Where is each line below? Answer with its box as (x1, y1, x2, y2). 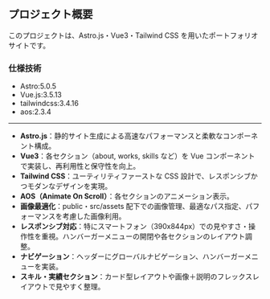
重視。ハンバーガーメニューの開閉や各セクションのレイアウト (41, 231, 246, 241)
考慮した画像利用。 (62, 211, 126, 221)
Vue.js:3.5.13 (19, 90, 63, 100)
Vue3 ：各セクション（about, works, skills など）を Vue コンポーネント (19, 151, 256, 161)
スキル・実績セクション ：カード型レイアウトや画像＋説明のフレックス (19, 272, 253, 281)
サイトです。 (8, 40, 51, 50)
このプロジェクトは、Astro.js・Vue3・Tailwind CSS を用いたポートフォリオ (8, 31, 259, 40)
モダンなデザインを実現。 (27, 182, 112, 191)
